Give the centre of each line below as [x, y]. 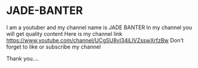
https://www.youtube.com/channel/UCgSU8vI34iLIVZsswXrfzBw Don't [95, 40]
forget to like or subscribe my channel [54, 47]
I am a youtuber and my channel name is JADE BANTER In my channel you [99, 27]
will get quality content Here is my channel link [64, 33]
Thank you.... [23, 58]
